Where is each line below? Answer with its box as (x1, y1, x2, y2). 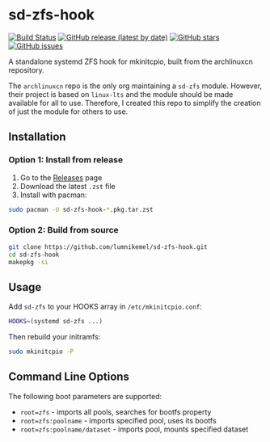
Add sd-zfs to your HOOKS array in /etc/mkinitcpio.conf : (8, 301, 202, 312)
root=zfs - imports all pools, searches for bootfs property (19, 406, 212, 417)
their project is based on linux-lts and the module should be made (8, 89, 234, 99)
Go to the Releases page (19, 172, 103, 183)
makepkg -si (8, 258, 49, 266)
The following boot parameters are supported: (8, 391, 162, 401)
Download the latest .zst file (19, 181, 116, 191)
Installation (8, 130, 66, 144)
